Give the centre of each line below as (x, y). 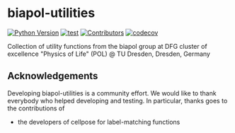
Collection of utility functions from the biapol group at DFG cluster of (107, 46)
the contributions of (36, 108)
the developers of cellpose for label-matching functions (99, 122)
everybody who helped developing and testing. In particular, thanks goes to (117, 100)
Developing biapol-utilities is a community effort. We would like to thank (112, 93)
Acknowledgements (53, 76)
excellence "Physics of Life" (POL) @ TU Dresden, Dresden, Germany (109, 54)
